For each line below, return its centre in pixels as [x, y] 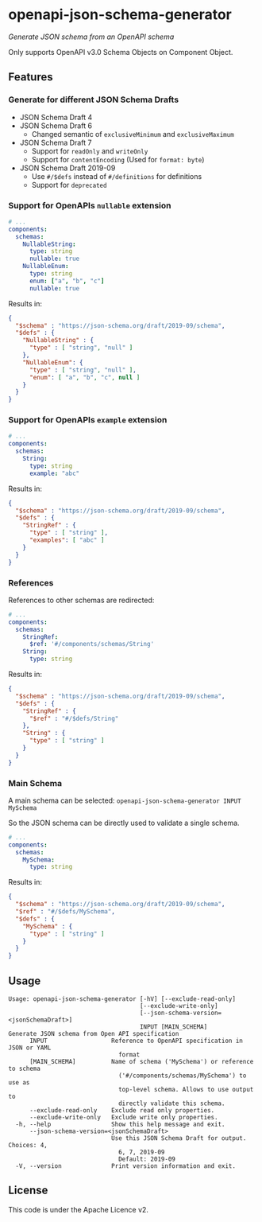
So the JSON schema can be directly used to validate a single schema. [124, 823]
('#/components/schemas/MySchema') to [182, 1076]
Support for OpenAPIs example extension [88, 420]
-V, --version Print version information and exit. [126, 1166]
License [28, 1191]
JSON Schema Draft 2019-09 [67, 168]
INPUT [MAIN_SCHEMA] [173, 1027]
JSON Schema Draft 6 [56, 126]
